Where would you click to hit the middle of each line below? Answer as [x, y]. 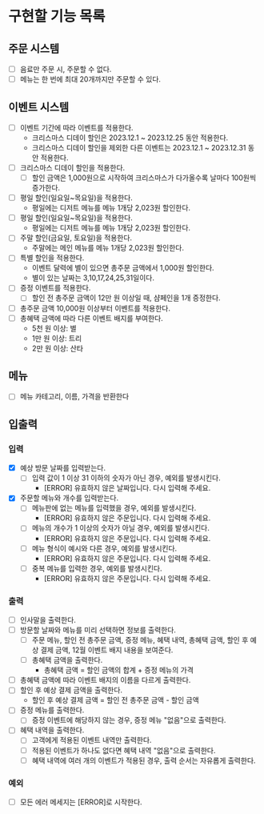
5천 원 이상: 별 [54, 328]
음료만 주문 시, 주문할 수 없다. [66, 69]
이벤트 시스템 [39, 107]
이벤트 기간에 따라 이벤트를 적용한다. [76, 127]
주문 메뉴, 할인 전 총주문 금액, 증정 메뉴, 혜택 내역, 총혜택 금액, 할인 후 [140, 640]
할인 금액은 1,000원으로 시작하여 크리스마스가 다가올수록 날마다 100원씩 [144, 178]
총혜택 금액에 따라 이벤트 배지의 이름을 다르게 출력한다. [105, 680]
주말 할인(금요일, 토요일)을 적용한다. [76, 238]
